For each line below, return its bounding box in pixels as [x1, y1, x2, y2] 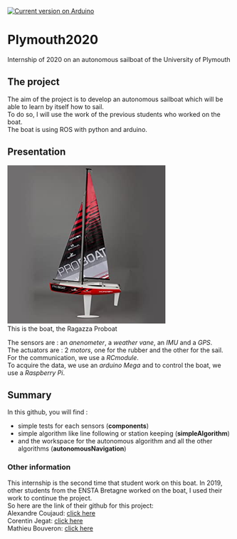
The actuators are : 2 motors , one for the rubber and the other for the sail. [7, 346, 223, 354]
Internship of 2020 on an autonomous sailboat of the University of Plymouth [7, 55, 231, 63]
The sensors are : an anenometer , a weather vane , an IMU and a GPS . [7, 338, 213, 346]
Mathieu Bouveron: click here [7, 524, 94, 533]
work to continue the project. [7, 493, 93, 502]
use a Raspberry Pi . [7, 368, 65, 377]
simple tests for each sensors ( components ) [17, 421, 149, 431]
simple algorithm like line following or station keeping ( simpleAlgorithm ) [17, 429, 230, 438]
